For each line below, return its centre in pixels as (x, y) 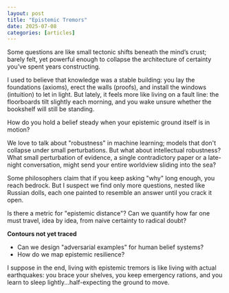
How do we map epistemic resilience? (71, 255)
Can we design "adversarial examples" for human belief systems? (110, 247)
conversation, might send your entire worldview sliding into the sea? (120, 165)
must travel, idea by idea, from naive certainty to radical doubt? (97, 221)
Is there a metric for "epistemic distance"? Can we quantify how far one (109, 213)
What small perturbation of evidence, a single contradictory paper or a (107, 158)
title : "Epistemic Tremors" (47, 20)
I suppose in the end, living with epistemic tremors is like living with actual (112, 268)
